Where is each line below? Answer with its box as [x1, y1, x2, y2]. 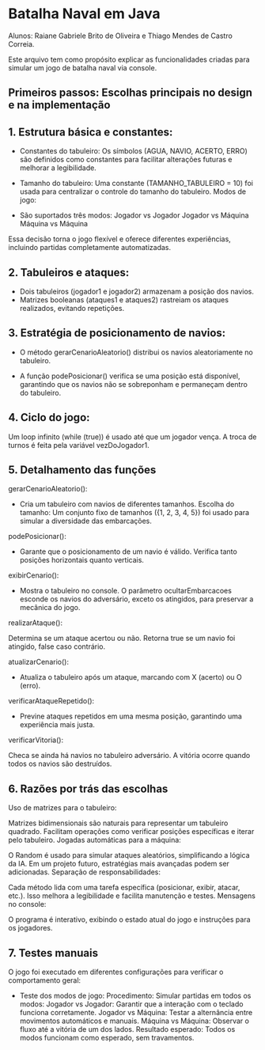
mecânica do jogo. [19, 603, 81, 612]
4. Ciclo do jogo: [8, 411, 90, 424]
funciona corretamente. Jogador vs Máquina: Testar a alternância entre [19, 1008, 253, 1018]
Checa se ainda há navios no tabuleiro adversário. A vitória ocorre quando [8, 751, 251, 760]
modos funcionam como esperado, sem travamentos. [19, 1033, 195, 1043]
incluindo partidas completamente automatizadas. [8, 243, 172, 252]
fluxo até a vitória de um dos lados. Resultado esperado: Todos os [19, 1025, 236, 1034]
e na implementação [8, 98, 111, 112]
